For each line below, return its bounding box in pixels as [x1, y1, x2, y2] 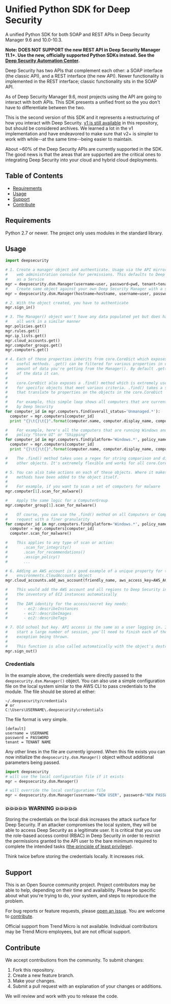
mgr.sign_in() [5, 305, 36, 310]
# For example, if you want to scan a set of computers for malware [5, 484, 160, 489]
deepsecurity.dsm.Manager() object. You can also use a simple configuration [5, 678, 165, 684]
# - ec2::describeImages [5, 611, 72, 616]
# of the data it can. [5, 371, 60, 376]
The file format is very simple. [5, 716, 68, 722]
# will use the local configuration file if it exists [5, 774, 124, 779]
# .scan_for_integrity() [5, 545, 72, 550]
